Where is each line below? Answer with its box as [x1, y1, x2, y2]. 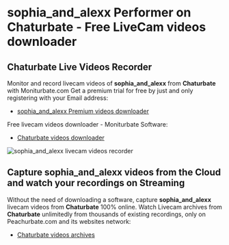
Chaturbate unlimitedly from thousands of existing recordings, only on [7, 210, 206, 218]
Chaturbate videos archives [16, 231, 96, 239]
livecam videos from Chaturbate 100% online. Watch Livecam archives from [7, 203, 222, 211]
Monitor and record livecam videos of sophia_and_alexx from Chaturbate [7, 79, 217, 87]
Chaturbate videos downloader [16, 133, 105, 142]
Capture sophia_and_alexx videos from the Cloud [7, 166, 221, 179]
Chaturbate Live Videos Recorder [7, 61, 152, 73]
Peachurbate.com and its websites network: [7, 217, 131, 225]
